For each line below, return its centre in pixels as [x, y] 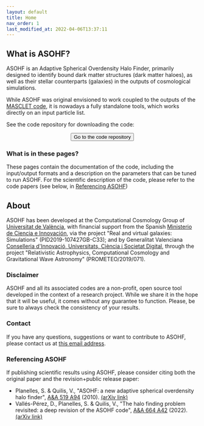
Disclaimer [23, 275]
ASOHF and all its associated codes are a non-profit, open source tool [94, 288]
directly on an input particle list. [46, 113]
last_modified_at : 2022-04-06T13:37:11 [57, 29]
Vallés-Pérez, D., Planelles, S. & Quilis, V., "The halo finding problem [100, 404]
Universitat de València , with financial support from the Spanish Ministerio [99, 227]
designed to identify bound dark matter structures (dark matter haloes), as [100, 75]
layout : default [27, 12]
